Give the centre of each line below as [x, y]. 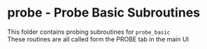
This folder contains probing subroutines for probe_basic [89, 32]
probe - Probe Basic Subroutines [104, 13]
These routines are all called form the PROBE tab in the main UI [98, 39]
